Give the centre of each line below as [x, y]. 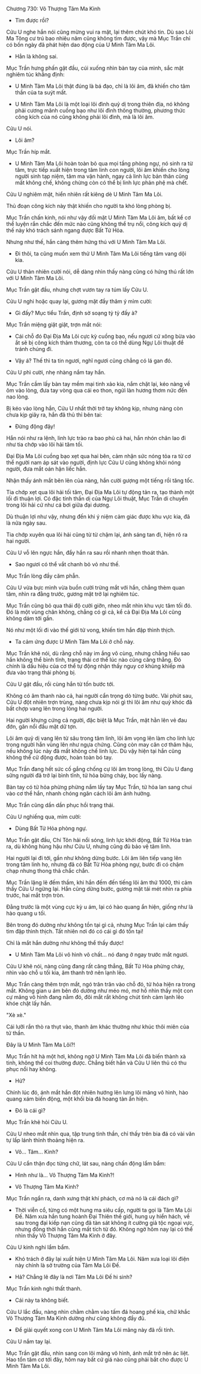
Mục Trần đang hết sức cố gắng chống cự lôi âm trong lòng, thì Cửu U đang [100, 769]
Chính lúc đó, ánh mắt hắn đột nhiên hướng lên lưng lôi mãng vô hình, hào [97, 1092]
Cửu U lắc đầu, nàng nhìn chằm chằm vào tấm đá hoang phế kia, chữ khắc [98, 1312]
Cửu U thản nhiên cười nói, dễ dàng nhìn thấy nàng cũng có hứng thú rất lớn [100, 272]
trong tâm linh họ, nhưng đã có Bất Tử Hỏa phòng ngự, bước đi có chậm [95, 864]
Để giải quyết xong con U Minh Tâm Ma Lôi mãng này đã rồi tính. [95, 1330]
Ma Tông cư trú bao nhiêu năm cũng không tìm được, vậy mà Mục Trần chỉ [98, 38]
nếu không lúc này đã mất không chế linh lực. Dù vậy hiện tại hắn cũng [94, 751]
